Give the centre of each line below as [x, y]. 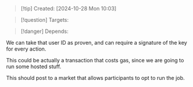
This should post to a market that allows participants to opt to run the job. [96, 78]
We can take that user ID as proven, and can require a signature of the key [97, 43]
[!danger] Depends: [44, 31]
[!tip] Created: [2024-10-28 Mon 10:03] [68, 9]
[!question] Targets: [45, 20]
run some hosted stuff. [34, 66]
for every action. [26, 49]
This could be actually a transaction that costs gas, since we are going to [95, 60]
